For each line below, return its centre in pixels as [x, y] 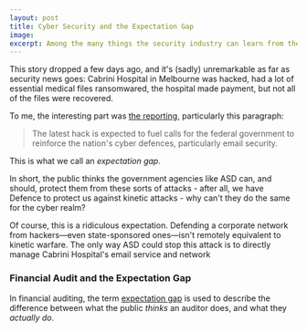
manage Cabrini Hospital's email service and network [110, 254]
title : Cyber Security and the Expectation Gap [102, 26]
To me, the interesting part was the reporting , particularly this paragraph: [147, 116]
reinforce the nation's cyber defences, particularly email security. [155, 143]
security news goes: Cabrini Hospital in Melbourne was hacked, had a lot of [152, 79]
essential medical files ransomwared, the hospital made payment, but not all [153, 88]
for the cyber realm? [48, 208]
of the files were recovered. [62, 99]
